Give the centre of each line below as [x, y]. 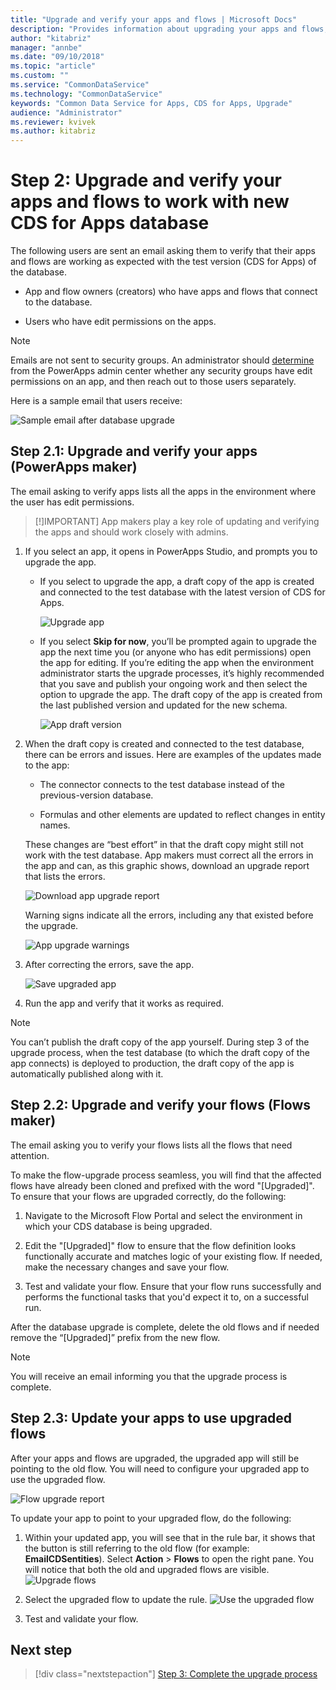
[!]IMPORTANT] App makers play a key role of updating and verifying [177, 521]
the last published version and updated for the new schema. [163, 705]
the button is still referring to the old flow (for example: [137, 1548]
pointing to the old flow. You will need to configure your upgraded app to [160, 1468]
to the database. [58, 302]
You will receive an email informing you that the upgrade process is [149, 1376]
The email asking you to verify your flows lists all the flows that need [151, 1145]
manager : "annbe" [46, 47]
